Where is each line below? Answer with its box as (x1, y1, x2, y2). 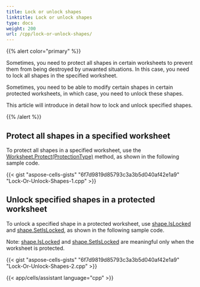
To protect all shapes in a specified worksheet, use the (6, 147, 141, 154)
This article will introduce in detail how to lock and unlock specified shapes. (6, 101, 193, 109)
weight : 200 (6, 25, 36, 32)
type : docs (6, 20, 34, 26)
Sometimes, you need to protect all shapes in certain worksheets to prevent (6, 59, 193, 67)
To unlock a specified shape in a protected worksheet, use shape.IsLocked (6, 220, 192, 227)
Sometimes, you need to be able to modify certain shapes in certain (6, 83, 174, 91)
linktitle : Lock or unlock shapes (6, 14, 93, 20)
